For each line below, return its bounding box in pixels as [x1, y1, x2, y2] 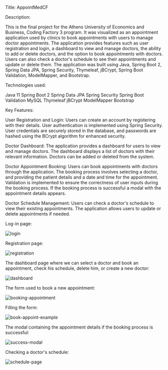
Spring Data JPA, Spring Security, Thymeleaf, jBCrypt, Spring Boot [5, 67, 143, 73]
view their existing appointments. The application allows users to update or [5, 205, 161, 212]
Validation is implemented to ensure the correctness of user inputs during [5, 180, 158, 185]
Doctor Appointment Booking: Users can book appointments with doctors [5, 163, 158, 169]
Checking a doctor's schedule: [5, 349, 69, 355]
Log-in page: [5, 221, 32, 227]
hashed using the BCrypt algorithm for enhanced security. [5, 133, 126, 139]
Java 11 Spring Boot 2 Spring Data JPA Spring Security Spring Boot [5, 92, 144, 98]
